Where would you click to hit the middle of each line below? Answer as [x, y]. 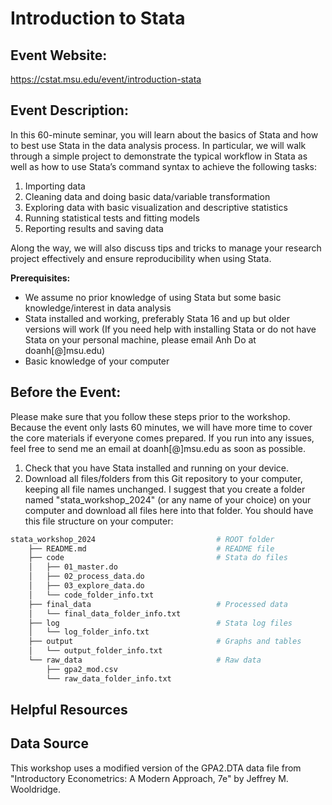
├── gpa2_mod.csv [82, 669]
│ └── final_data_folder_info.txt [105, 613]
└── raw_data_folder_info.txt [109, 678]
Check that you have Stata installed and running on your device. [157, 468]
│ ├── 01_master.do [73, 567]
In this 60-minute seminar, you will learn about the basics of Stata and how [164, 134]
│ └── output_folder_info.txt [95, 651]
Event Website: [59, 55]
